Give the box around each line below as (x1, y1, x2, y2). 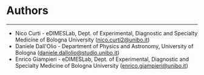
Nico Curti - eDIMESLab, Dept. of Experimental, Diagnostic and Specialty (15, 29, 198, 37)
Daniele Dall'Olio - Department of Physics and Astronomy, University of (15, 42, 194, 49)
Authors (6, 4, 49, 18)
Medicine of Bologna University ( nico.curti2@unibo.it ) (15, 36, 150, 43)
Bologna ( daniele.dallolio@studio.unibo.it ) (15, 49, 120, 56)
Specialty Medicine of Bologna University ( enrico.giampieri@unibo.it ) (15, 62, 188, 69)
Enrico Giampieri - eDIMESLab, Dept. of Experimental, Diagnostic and (15, 55, 189, 63)
